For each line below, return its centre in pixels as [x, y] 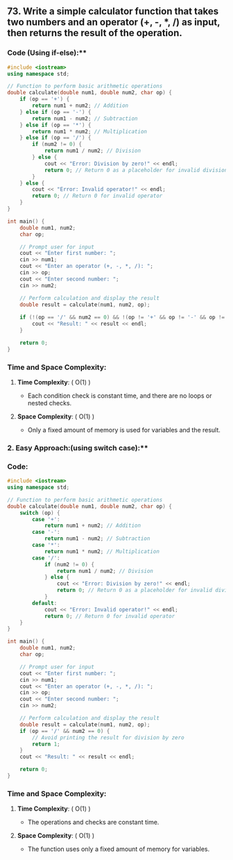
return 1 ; [46, 744]
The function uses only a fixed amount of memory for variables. [119, 849]
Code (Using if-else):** [47, 53]
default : [45, 603]
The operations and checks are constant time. [93, 823]
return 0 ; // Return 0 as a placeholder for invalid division [136, 170]
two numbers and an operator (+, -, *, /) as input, [114, 23]
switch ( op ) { [40, 513]
